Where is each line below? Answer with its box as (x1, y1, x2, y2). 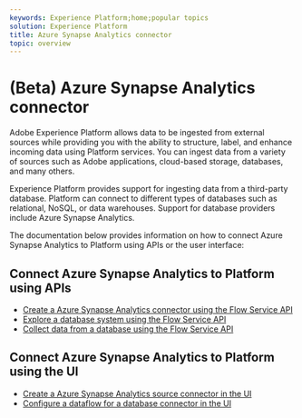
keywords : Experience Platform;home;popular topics (9, 13, 209, 23)
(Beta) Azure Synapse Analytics (9, 78, 256, 98)
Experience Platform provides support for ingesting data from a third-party (9, 184, 288, 194)
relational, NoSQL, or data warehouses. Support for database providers (9, 203, 276, 214)
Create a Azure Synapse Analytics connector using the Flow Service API (22, 304, 293, 314)
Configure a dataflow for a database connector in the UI (22, 397, 232, 409)
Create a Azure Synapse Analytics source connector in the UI (22, 388, 252, 399)
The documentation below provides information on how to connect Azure (9, 230, 283, 241)
